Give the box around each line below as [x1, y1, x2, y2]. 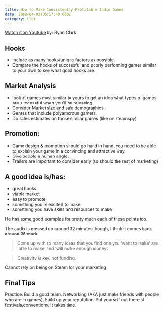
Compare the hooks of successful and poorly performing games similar [12, 62, 157, 68]
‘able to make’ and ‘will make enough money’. [17, 245, 109, 251]
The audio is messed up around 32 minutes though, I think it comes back [5, 225, 152, 231]
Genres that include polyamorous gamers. [12, 110, 97, 116]
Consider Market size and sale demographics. [12, 105, 105, 111]
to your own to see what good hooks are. [12, 67, 95, 74]
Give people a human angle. [12, 153, 69, 159]
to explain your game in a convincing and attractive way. [12, 148, 126, 154]
